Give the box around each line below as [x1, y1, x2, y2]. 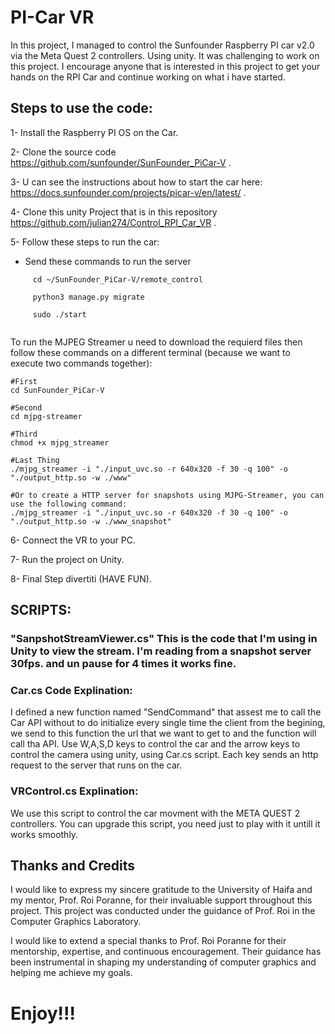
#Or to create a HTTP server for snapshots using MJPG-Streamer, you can [10, 490, 325, 500]
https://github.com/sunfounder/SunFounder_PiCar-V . [10, 156, 232, 168]
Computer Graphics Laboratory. [10, 916, 142, 928]
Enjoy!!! [10, 1002, 76, 1025]
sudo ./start [32, 309, 87, 320]
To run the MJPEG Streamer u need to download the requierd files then [10, 336, 303, 348]
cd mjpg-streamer [10, 411, 83, 421]
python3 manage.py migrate [32, 292, 145, 302]
